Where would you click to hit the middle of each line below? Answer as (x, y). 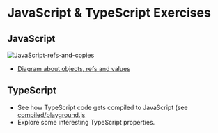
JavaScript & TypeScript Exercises (109, 13)
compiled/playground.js (51, 115)
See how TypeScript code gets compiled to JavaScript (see (102, 107)
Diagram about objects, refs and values (73, 69)
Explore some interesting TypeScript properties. (86, 122)
